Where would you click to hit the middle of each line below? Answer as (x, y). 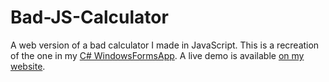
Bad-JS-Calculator (89, 17)
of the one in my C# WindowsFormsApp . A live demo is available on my (157, 55)
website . (28, 66)
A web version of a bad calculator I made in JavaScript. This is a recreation (165, 45)
